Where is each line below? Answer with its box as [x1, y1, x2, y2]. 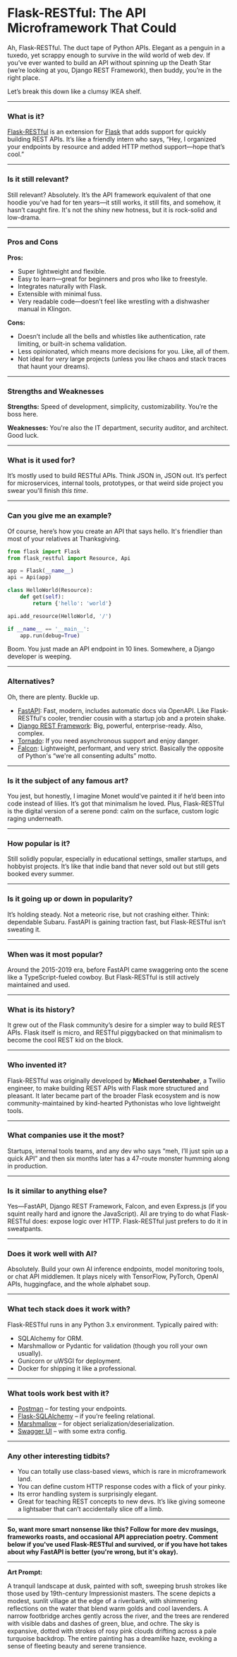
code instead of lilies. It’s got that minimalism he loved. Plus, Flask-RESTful [7, 799, 224, 808]
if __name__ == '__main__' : [7, 625, 90, 632]
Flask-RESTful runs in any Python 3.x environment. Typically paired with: [7, 1320, 219, 1329]
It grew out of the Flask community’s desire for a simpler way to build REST [7, 1021, 226, 1030]
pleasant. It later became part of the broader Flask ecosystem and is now [7, 1091, 220, 1100]
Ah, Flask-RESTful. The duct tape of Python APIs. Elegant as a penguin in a [7, 43, 226, 52]
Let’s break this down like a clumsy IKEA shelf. [7, 87, 142, 95]
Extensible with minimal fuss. [17, 289, 102, 298]
